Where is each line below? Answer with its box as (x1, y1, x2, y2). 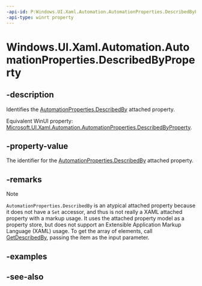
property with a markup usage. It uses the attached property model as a (6, 214, 185, 222)
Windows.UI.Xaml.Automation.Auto (6, 40, 190, 54)
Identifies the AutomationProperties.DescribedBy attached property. (6, 106, 176, 113)
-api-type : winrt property (6, 14, 74, 20)
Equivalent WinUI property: (6, 117, 73, 124)
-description (6, 90, 54, 100)
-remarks (6, 174, 42, 184)
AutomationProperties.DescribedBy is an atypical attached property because (6, 202, 196, 209)
